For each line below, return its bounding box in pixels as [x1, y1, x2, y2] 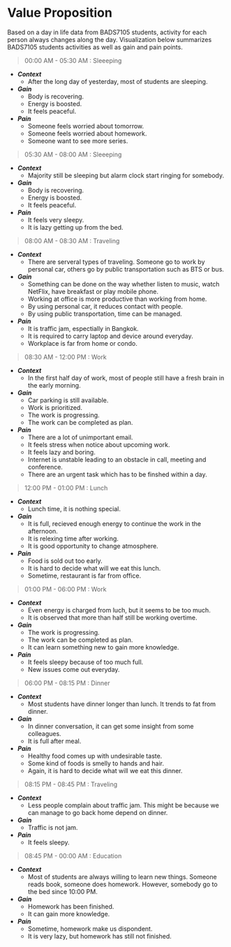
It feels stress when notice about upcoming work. [27, 440, 170, 448]
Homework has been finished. [27, 902, 114, 911]
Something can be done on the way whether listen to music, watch [27, 279, 220, 288]
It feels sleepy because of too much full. [27, 658, 144, 666]
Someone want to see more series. [27, 136, 128, 145]
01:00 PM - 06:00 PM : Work [24, 585, 107, 593]
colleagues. [27, 729, 61, 737]
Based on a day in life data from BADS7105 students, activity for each [7, 28, 207, 36]
